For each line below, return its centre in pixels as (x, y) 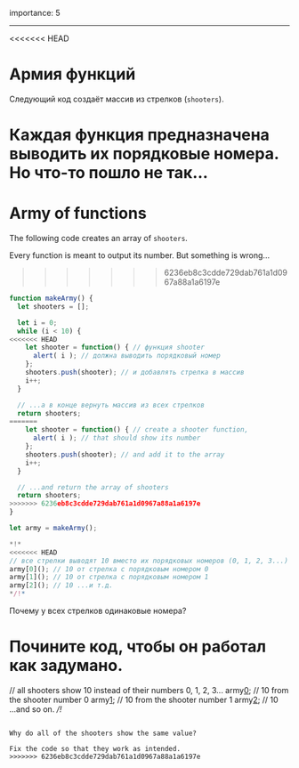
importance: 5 (35, 13)
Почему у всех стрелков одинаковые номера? (98, 611)
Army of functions (78, 214)
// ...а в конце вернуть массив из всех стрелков (111, 405)
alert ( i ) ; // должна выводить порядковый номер (126, 356)
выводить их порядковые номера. (144, 154)
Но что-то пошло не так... (109, 173)
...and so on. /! (36, 709)
